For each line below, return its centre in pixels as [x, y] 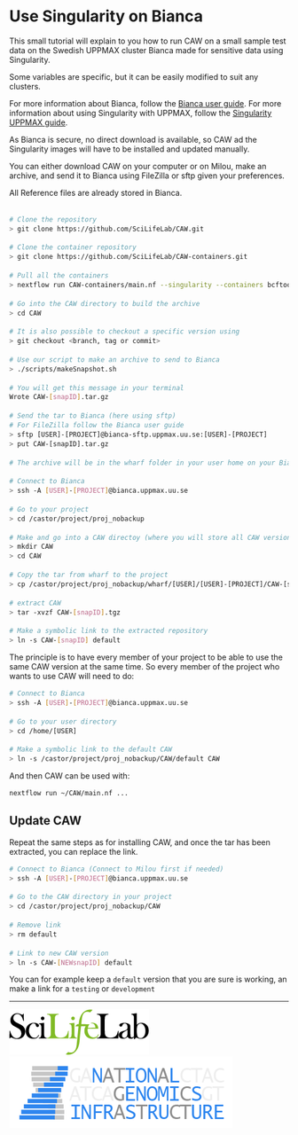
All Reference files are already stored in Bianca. [96, 192]
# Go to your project [49, 509]
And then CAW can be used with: [70, 776]
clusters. [25, 86]
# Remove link [35, 925]
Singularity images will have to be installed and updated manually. [129, 149]
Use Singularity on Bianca [106, 16]
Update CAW [45, 821]
